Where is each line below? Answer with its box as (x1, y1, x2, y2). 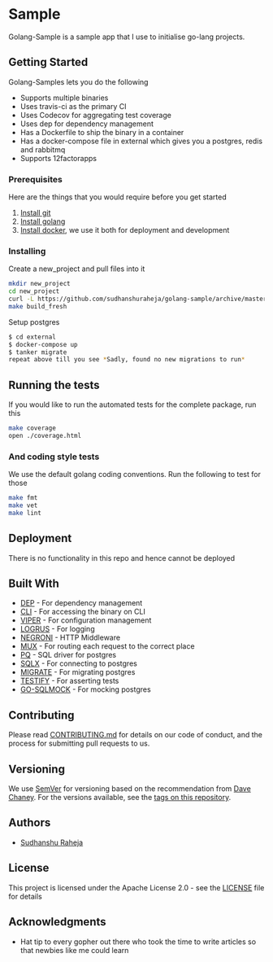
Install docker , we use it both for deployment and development (19, 225, 230, 235)
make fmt (8, 494, 38, 502)
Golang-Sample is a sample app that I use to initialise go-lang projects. (8, 32, 245, 42)
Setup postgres (8, 317, 60, 326)
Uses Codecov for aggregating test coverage (19, 110, 172, 120)
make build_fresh (8, 302, 67, 310)
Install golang (19, 216, 66, 226)
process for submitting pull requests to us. (8, 738, 150, 749)
